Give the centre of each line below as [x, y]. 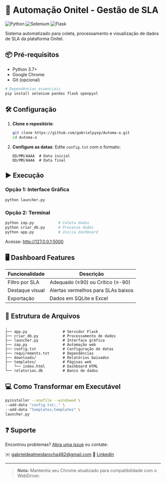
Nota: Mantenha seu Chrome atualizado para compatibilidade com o [87, 471]
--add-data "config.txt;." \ [35, 405]
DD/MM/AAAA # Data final [39, 160]
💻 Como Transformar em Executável [63, 386]
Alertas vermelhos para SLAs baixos [92, 290]
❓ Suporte [21, 430]
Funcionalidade [26, 274]
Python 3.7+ [25, 69]
